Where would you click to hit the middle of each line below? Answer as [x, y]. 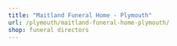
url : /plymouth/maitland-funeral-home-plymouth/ [89, 23]
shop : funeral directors [49, 30]
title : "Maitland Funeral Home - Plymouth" [80, 15]
